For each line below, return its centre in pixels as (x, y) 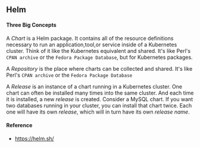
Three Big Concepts (31, 25)
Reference (19, 125)
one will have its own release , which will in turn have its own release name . (98, 112)
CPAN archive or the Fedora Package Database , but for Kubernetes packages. (99, 57)
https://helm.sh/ (35, 138)
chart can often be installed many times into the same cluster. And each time (100, 93)
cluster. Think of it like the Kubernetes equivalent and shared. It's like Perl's (99, 51)
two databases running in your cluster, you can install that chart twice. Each (99, 105)
